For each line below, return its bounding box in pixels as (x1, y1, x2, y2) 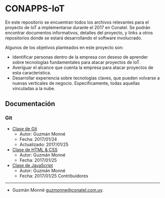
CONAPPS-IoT (5, 3, 65, 14)
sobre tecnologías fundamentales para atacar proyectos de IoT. (12, 59, 141, 65)
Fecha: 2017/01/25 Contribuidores (19, 173, 88, 179)
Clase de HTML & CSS (12, 146, 58, 153)
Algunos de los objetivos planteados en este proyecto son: (5, 44, 124, 50)
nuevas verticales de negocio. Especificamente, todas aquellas (12, 80, 140, 86)
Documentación (5, 99, 55, 108)
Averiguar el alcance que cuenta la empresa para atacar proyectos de (12, 65, 154, 70)
